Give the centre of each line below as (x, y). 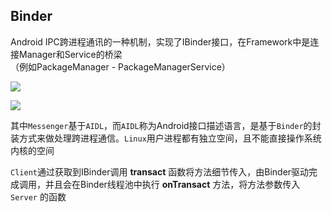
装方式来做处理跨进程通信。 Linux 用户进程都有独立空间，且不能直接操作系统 (166, 138)
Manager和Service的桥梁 (70, 54)
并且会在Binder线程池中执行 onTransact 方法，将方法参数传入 (172, 184)
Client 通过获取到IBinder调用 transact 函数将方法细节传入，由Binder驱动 (160, 171)
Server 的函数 (38, 196)
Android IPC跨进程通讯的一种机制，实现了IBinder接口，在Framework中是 (160, 41)
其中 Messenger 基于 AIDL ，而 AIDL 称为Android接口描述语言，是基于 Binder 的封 (166, 125)
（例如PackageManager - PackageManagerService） (120, 66)
